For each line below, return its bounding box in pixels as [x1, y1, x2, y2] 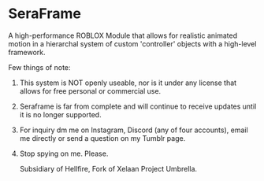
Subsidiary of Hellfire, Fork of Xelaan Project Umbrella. [19, 164, 198, 173]
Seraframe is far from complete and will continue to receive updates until [19, 102, 257, 111]
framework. [8, 47, 46, 57]
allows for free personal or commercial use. [19, 86, 162, 95]
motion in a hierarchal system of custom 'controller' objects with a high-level [8, 39, 257, 48]
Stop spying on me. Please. [19, 149, 109, 158]
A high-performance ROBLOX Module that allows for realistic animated [8, 31, 238, 40]
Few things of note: [8, 62, 71, 72]
